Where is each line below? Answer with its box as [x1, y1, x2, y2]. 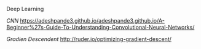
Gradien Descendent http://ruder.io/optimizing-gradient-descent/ [6, 36, 172, 42]
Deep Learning [6, 6, 44, 12]
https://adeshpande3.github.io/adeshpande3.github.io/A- [20, 17, 165, 24]
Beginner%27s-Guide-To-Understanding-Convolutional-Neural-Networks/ [6, 24, 195, 31]
